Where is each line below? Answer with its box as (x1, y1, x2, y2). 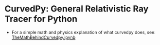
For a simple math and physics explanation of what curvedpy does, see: (11, 29, 156, 35)
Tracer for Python (4, 13, 78, 24)
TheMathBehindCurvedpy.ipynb (11, 34, 76, 40)
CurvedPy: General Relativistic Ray (4, 3, 149, 14)
